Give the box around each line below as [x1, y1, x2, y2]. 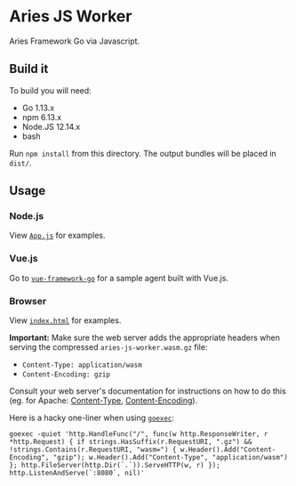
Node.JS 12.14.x [21, 121, 81, 132]
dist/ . [9, 158, 32, 168]
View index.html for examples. [9, 315, 122, 326]
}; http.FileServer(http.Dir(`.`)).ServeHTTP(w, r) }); [9, 461, 220, 470]
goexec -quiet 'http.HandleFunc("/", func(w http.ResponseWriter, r [9, 430, 268, 439]
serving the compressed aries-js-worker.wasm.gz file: [9, 342, 208, 352]
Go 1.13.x [21, 102, 55, 113]
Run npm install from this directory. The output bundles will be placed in [9, 148, 277, 158]
